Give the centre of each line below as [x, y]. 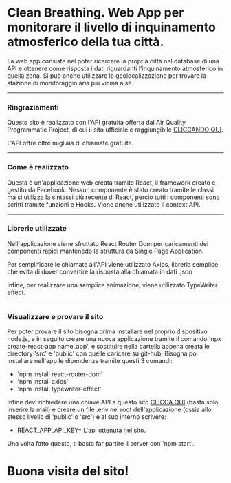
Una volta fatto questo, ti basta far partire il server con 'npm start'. [101, 444]
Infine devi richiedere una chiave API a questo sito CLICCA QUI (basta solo [113, 402]
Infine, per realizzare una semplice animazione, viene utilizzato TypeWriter [112, 285]
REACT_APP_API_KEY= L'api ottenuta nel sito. [81, 430]
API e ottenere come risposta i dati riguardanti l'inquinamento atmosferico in [115, 68]
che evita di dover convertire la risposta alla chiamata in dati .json [100, 271]
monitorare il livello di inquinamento [112, 27]
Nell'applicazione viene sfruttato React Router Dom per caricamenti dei [108, 243]
